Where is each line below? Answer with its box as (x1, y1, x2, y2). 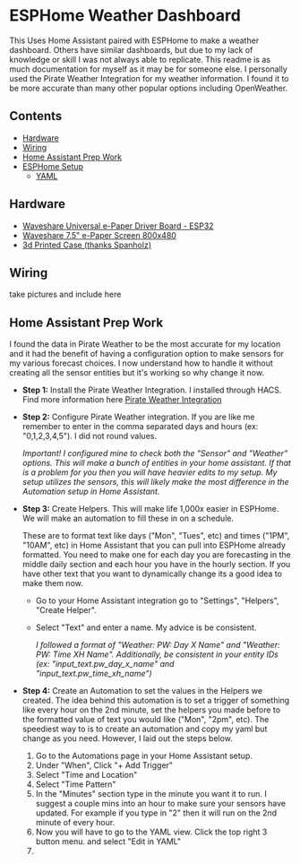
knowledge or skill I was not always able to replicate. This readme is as (9, 54, 271, 65)
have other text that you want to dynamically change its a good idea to (21, 568, 282, 579)
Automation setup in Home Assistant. (21, 486, 160, 497)
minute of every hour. (35, 817, 116, 828)
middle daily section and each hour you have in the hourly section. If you (21, 559, 291, 570)
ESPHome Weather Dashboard (9, 5, 242, 26)
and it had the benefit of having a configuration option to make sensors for (9, 349, 285, 359)
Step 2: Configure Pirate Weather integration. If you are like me (21, 411, 255, 422)
